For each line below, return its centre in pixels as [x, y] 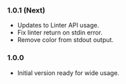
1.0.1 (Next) [26, 10]
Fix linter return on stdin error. [60, 32]
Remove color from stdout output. [65, 40]
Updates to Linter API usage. [58, 25]
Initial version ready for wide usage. [68, 73]
